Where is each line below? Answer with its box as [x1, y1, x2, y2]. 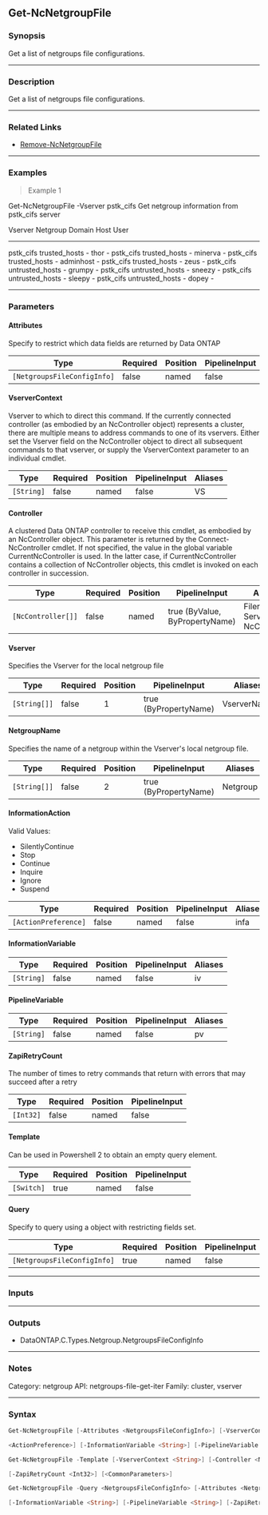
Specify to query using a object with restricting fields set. [8, 1222, 197, 1232]
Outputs [8, 1317, 41, 1328]
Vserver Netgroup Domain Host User [8, 225, 129, 234]
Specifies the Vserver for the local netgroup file [8, 661, 164, 671]
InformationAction [8, 808, 71, 818]
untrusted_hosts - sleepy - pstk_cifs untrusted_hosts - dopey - [8, 273, 215, 283]
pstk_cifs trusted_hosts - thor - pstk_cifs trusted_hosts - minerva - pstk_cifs [8, 248, 258, 257]
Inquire [19, 867, 44, 876]
